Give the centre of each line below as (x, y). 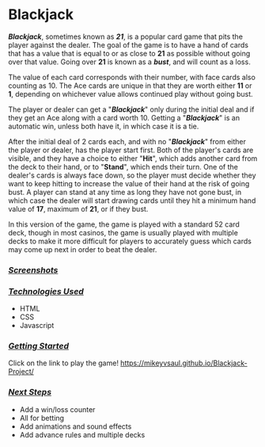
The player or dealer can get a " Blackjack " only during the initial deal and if (131, 109)
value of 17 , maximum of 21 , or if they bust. (78, 208)
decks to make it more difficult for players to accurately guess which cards (130, 241)
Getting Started (39, 346)
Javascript (37, 326)
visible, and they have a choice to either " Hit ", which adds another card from (133, 158)
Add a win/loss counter (57, 409)
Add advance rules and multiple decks (82, 434)
